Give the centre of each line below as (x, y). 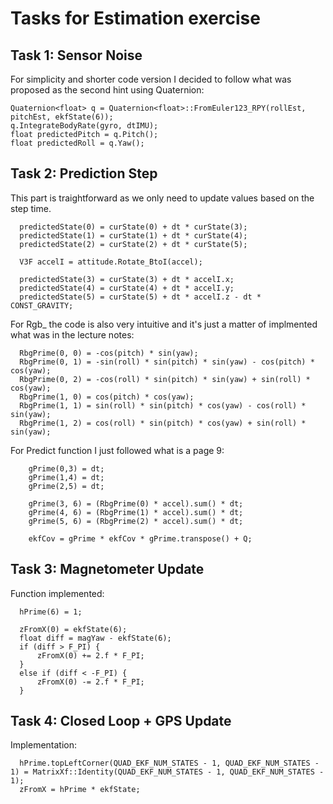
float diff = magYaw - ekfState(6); (95, 638)
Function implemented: (57, 593)
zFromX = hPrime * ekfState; (80, 790)
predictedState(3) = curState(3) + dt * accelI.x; (127, 279)
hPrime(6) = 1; (51, 612)
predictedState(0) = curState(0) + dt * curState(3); (133, 227)
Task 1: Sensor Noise (76, 55)
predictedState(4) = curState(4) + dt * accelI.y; (127, 288)
